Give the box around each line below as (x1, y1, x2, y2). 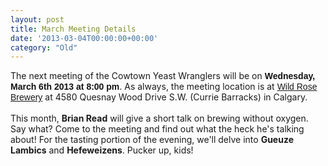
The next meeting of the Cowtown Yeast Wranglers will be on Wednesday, (10, 70, 316, 82)
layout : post (10, 14, 65, 25)
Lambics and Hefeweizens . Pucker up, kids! (10, 144, 194, 156)
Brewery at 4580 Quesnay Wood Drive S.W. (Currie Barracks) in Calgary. (10, 91, 308, 103)
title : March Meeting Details (10, 24, 137, 34)
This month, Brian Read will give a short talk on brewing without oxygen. (10, 112, 309, 125)
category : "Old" (10, 42, 78, 53)
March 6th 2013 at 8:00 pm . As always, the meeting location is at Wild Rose (10, 81, 318, 93)
